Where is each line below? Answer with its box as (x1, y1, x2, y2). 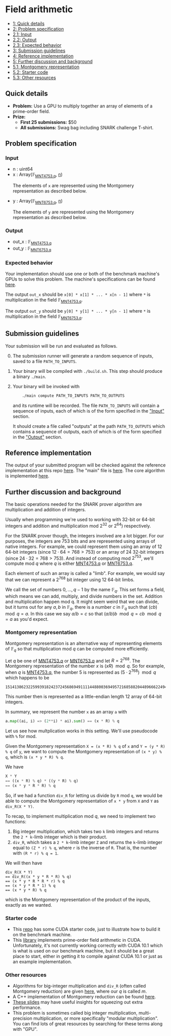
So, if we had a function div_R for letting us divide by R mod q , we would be (5, 792, 163, 798)
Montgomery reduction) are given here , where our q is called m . (12, 988, 147, 994)
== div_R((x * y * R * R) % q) (5, 874, 72, 879)
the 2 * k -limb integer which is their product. (12, 834, 107, 840)
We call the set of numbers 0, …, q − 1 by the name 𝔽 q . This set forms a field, (5, 587, 165, 594)
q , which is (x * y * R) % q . (5, 754, 65, 760)
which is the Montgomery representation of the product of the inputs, (5, 896, 151, 903)
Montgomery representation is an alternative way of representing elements (5, 640, 162, 646)
